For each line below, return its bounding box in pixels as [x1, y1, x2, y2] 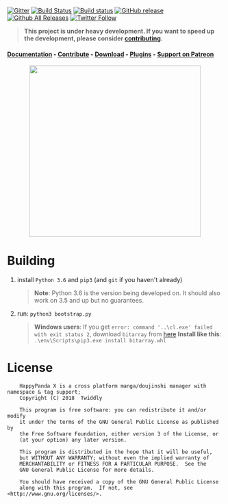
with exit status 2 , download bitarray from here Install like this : [34, 330, 222, 338]
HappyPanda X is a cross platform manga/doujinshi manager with [19, 383, 207, 390]
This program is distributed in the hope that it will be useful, [19, 449, 213, 455]
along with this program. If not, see [19, 485, 134, 492]
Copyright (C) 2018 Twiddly [19, 394, 103, 402]
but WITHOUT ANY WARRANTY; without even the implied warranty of [19, 455, 210, 462]
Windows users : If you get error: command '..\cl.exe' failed [34, 323, 213, 331]
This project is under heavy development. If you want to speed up [23, 27, 214, 35]
